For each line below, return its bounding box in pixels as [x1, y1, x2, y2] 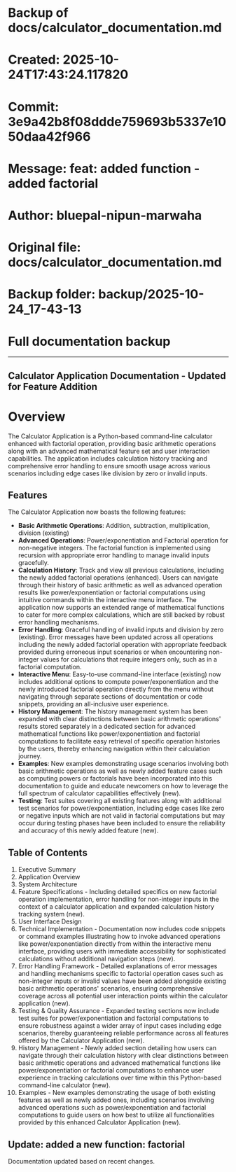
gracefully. [18, 559, 50, 567]
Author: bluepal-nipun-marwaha [8, 207, 202, 223]
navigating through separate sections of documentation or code [18, 692, 203, 701]
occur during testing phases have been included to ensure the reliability [18, 819, 226, 828]
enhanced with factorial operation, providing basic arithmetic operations [8, 439, 216, 447]
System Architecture [18, 880, 78, 888]
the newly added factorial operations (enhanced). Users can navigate [18, 573, 218, 582]
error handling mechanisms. [18, 618, 99, 627]
